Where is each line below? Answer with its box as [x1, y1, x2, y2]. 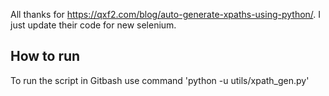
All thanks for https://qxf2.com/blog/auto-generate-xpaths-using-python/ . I [10, 9, 322, 20]
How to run [10, 48, 81, 65]
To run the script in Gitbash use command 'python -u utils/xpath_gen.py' [10, 74, 310, 86]
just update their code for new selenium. [10, 19, 177, 31]
